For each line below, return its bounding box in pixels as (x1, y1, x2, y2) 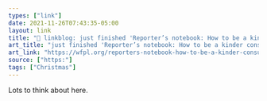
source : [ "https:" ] (8, 56, 73, 64)
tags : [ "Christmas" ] (8, 64, 77, 72)
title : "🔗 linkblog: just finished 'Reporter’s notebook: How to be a (8, 33, 247, 42)
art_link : (8, 49, 41, 56)
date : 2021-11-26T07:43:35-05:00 (8, 19, 119, 27)
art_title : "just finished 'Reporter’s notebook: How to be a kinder (8, 41, 244, 49)
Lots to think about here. (8, 85, 89, 95)
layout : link (8, 26, 52, 34)
